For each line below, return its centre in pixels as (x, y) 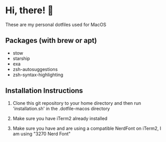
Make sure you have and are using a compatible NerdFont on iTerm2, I (87, 128)
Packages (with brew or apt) (51, 41)
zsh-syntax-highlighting (38, 75)
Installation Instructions (44, 91)
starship (21, 58)
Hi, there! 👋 (29, 10)
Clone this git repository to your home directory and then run (77, 103)
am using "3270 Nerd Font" (42, 134)
